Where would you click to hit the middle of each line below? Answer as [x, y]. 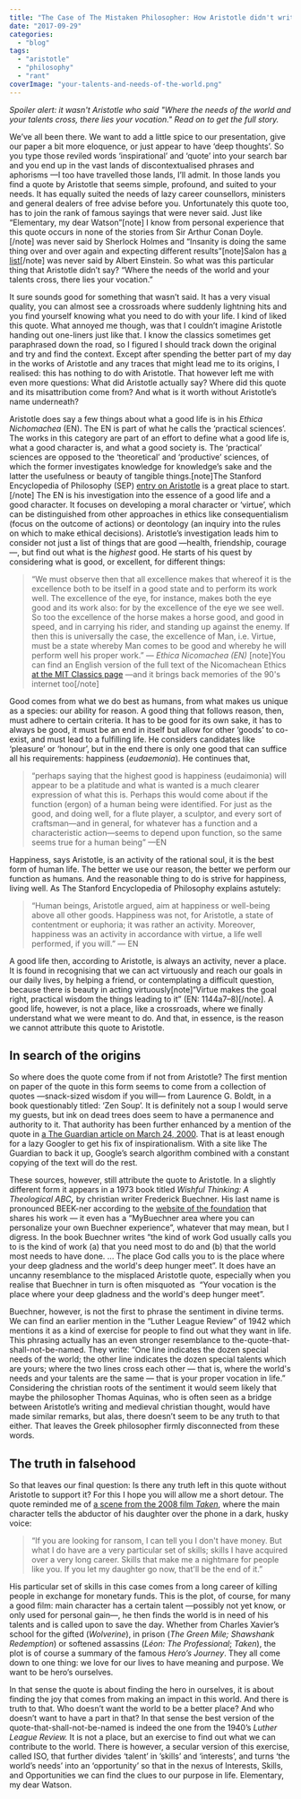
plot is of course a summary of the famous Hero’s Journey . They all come [145, 1653]
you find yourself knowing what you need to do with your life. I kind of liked [148, 315]
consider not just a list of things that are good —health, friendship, [132, 542]
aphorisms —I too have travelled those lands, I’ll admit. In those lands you [145, 175]
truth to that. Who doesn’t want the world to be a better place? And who [142, 1709]
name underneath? [44, 401]
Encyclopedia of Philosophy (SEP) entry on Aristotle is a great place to [139, 486]
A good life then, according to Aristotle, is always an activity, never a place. [148, 960]
